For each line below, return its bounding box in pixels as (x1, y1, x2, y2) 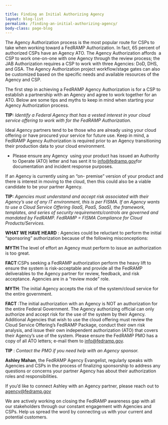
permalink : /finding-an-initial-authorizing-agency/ (5, 21, 118, 26)
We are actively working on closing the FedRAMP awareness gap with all (5, 398, 155, 404)
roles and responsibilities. (5, 373, 58, 379)
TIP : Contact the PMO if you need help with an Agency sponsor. (5, 348, 139, 354)
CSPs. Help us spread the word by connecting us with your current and (5, 409, 152, 415)
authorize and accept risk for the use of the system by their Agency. (5, 311, 146, 317)
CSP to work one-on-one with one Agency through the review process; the (5, 56, 160, 62)
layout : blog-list (5, 16, 44, 22)
